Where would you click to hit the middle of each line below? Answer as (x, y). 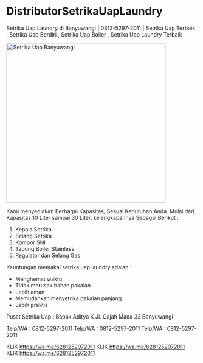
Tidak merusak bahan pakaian (53, 285)
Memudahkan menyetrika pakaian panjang (68, 298)
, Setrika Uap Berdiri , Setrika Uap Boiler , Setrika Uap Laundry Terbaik (94, 34)
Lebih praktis (31, 305)
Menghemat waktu (39, 279)
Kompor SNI (30, 242)
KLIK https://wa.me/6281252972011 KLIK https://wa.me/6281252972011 (96, 347)
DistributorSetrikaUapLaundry (84, 11)
